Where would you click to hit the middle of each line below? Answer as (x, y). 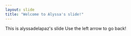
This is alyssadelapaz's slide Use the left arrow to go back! (66, 28)
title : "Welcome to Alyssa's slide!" (44, 14)
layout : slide (20, 10)
